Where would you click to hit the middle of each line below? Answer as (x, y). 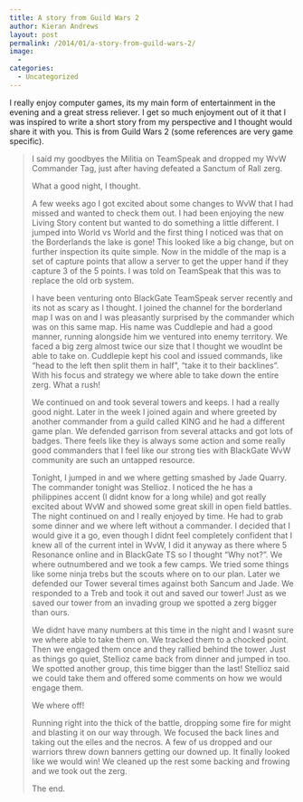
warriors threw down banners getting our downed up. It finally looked (161, 751)
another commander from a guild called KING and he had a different (158, 421)
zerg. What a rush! (66, 384)
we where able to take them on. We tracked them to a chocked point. (160, 639)
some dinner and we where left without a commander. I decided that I (161, 526)
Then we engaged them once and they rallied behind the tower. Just (159, 649)
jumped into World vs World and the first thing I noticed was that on (157, 232)
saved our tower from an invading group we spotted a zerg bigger (154, 603)
